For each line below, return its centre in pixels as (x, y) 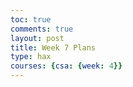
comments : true (42, 29)
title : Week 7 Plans (53, 47)
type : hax (31, 57)
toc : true (31, 19)
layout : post (37, 38)
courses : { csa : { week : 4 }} (66, 66)
